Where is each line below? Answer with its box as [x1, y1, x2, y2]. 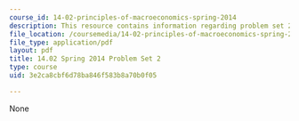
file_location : [9, 29, 66, 38]
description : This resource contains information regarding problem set [9, 21, 285, 30]
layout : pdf [9, 46, 53, 55]
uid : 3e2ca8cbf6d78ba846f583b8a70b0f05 [9, 71, 158, 80]
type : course [9, 63, 58, 72]
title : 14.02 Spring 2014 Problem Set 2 [9, 54, 162, 63]
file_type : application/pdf [9, 37, 114, 47]
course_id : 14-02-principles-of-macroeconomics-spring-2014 [9, 12, 238, 22]
